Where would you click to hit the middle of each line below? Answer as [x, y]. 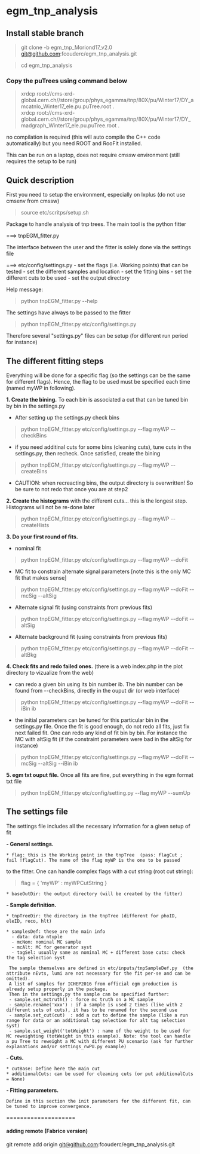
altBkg [29, 654]
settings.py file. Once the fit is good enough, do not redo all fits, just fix [102, 726]
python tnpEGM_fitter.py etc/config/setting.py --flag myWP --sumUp [106, 792]
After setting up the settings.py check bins [67, 417]
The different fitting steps [55, 361]
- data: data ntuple [37, 936]
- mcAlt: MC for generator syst [52, 947]
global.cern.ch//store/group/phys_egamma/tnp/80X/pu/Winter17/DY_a [107, 100]
